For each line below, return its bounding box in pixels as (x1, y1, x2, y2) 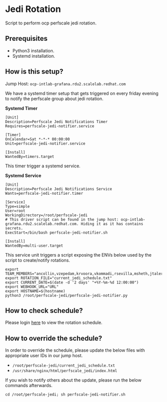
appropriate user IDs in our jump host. (5, 353, 83, 359)
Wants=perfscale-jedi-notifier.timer (5, 191, 83, 196)
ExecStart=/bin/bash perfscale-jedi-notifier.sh (5, 230, 108, 235)
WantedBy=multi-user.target (5, 243, 64, 248)
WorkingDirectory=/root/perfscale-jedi (5, 213, 88, 218)
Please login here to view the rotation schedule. (5, 320, 103, 326)
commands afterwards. (5, 383, 53, 389)
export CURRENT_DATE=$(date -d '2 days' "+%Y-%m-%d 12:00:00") (5, 280, 139, 285)
